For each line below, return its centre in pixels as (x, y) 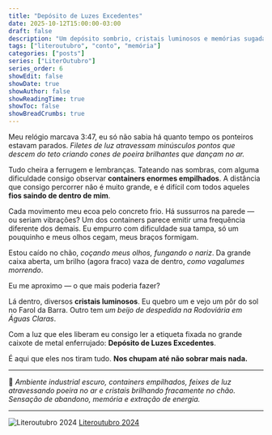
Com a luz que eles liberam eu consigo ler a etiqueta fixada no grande (125, 334)
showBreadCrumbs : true (47, 114)
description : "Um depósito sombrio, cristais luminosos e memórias (125, 38)
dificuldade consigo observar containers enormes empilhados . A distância (134, 178)
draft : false (30, 31)
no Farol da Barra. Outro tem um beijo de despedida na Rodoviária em (125, 310)
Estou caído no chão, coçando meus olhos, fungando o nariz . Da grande (130, 253)
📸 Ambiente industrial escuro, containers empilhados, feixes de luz (120, 382)
